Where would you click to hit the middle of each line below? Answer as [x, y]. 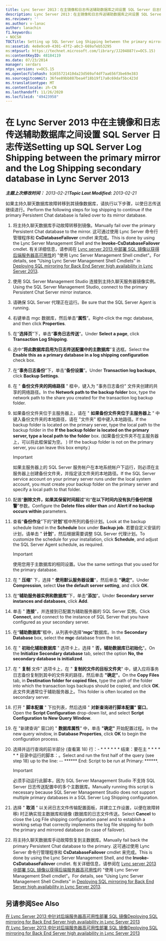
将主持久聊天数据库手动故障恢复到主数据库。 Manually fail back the [80, 840]
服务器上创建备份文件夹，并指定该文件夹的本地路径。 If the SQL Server [84, 474]
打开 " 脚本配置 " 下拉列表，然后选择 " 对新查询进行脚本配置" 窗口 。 [82, 708]
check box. [24, 360]
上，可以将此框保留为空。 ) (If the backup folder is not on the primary [83, 442]
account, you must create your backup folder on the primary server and [85, 484]
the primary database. [35, 570]
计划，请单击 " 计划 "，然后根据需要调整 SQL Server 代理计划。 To [79, 534]
